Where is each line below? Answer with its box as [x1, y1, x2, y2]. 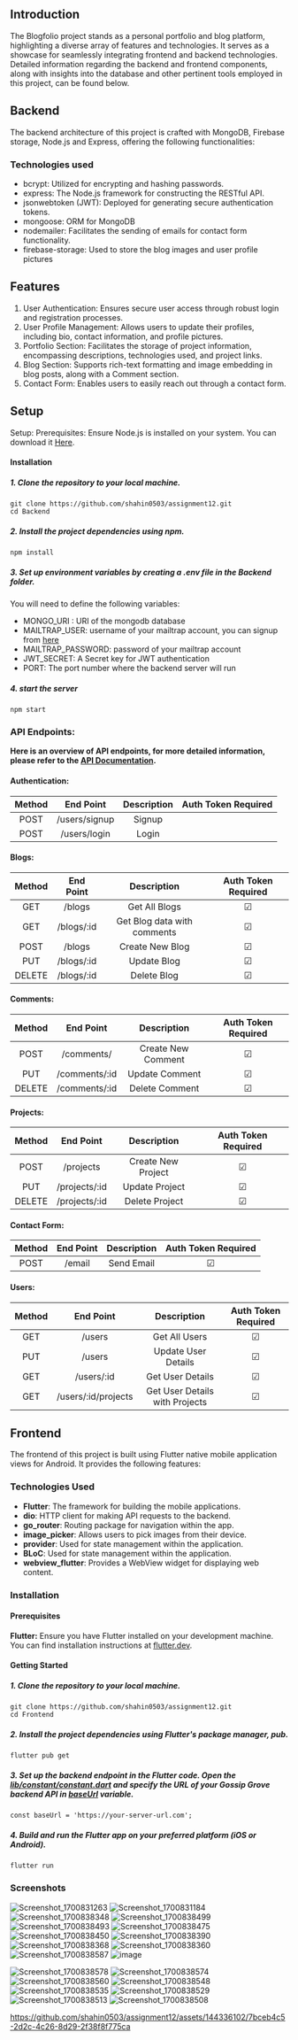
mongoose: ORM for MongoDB [22, 216, 135, 227]
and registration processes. [22, 312, 123, 322]
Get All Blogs [127, 900, 182, 913]
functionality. [22, 235, 71, 245]
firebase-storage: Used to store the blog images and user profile [22, 243, 259, 255]
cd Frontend [10, 1711, 54, 1719]
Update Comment [127, 1067, 202, 1079]
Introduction [10, 7, 80, 22]
